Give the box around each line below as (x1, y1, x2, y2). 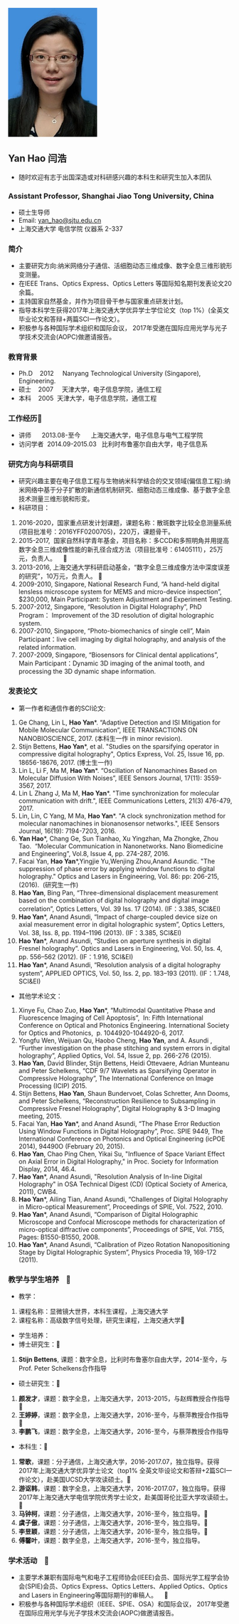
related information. (18, 643, 77, 652)
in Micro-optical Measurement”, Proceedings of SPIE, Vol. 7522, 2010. (18, 1202, 223, 1211)
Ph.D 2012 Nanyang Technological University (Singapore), (18, 369, 201, 377)
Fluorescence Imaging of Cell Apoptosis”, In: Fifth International (18, 1013, 203, 1022)
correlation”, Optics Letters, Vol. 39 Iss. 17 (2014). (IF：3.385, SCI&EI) (18, 905, 221, 913)
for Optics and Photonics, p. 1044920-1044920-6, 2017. (18, 1028, 184, 1037)
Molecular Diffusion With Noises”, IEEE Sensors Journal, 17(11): (18, 774, 202, 782)
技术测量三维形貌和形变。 (18, 495, 94, 503)
